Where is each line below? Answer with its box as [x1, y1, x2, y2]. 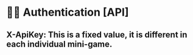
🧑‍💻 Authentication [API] [6, 5, 129, 19]
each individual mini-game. [6, 39, 113, 49]
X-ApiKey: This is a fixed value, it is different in [6, 30, 188, 40]
